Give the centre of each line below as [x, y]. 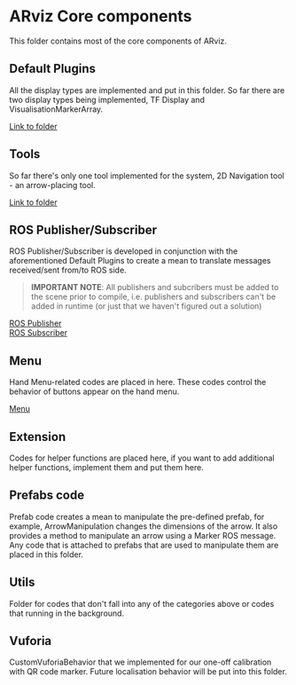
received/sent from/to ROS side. [68, 270]
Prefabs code [47, 496]
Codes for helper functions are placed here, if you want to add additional [142, 458]
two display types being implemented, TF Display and [107, 99]
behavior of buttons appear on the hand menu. [94, 391]
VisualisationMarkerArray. [56, 109]
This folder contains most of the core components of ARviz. [118, 41]
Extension [38, 437]
